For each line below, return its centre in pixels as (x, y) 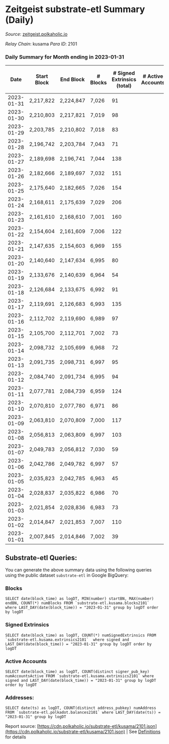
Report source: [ (22, 726)
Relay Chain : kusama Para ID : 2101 (41, 43)
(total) (124, 86)
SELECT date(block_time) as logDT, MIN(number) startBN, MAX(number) (80, 599)
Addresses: (20, 697)
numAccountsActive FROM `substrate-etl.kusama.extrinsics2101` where (80, 676)
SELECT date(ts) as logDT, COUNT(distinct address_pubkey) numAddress (81, 708)
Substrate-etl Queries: (41, 558)
